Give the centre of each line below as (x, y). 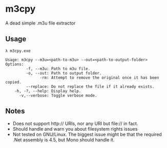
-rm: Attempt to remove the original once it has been (99, 78)
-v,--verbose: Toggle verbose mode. (58, 95)
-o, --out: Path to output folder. (64, 73)
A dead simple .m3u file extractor (40, 23)
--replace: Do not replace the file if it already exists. (90, 87)
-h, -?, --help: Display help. (48, 91)
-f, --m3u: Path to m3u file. (58, 69)
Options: (15, 64)
